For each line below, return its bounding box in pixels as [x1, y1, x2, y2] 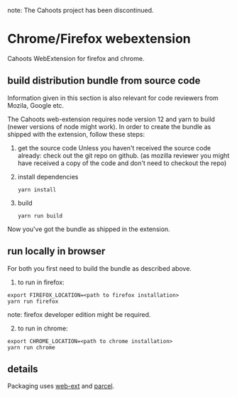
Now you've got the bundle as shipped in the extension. [7, 225, 170, 233]
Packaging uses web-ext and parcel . [7, 382, 115, 391]
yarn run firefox [7, 298, 59, 305]
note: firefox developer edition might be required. [7, 310, 151, 318]
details [7, 363, 38, 375]
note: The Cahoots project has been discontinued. [7, 6, 154, 14]
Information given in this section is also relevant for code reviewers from [7, 94, 219, 102]
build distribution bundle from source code [7, 74, 201, 87]
